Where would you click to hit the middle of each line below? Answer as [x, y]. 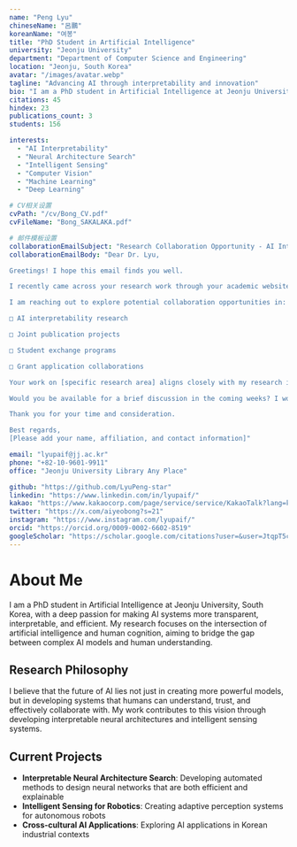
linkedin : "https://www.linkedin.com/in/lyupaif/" [104, 495]
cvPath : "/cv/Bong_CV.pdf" [59, 214]
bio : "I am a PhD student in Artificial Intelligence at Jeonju [130, 91]
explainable [43, 797]
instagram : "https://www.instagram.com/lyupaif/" [103, 520]
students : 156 [35, 125]
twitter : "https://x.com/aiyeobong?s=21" [87, 512]
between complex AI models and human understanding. [111, 642]
